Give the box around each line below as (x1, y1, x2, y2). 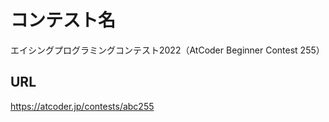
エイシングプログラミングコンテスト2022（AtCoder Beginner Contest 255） (10, 44, 325, 56)
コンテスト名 (10, 9, 117, 32)
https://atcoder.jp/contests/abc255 (10, 100, 155, 112)
